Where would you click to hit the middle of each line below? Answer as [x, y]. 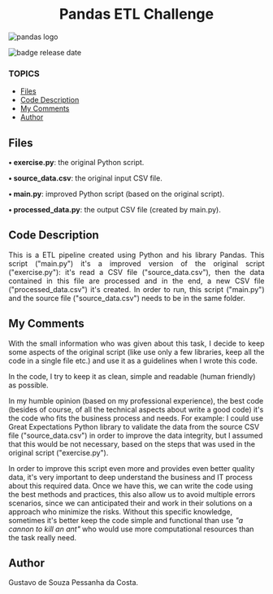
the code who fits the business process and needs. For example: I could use [136, 418]
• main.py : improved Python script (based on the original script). [117, 194]
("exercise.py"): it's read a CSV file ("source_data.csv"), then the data [136, 272]
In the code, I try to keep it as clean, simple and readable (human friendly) [132, 376]
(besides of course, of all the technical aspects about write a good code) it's [136, 409]
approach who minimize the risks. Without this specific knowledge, [121, 511]
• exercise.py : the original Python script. [76, 163]
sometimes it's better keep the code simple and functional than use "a [126, 520]
